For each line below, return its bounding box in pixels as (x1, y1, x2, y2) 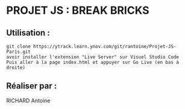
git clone (6, 43, 31, 49)
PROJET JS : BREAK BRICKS (6, 4, 149, 17)
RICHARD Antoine (6, 97, 51, 104)
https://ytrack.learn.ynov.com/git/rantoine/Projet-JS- (33, 43, 177, 49)
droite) (6, 64, 26, 70)
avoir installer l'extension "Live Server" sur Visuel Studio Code (6, 54, 180, 60)
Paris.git (6, 49, 31, 55)
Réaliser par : (6, 81, 57, 91)
